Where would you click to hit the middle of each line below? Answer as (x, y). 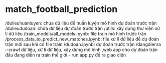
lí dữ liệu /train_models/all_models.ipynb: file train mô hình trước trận (76, 33)
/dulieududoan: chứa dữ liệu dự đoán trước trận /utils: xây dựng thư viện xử (83, 28)
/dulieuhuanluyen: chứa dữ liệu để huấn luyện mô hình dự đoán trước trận (81, 23)
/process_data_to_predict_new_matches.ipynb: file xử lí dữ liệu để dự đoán (82, 39)
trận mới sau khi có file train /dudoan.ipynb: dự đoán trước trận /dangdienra (83, 44)
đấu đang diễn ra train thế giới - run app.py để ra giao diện (66, 55)
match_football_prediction (61, 9)
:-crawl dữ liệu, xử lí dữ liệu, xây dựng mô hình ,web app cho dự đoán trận (81, 49)
